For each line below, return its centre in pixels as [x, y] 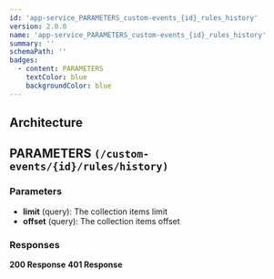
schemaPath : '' [38, 52]
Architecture [46, 123]
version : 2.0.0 [38, 26]
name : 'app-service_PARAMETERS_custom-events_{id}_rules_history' [138, 35]
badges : [24, 60]
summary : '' [32, 43]
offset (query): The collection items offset [101, 221]
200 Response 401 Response [66, 264]
